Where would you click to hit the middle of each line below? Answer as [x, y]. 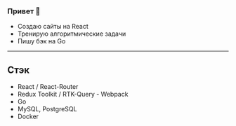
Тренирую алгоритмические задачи [72, 34]
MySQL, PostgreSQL [47, 109]
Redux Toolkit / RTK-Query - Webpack [73, 94]
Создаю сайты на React [53, 27]
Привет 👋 [24, 11]
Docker [28, 117]
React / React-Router [48, 87]
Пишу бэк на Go [41, 41]
